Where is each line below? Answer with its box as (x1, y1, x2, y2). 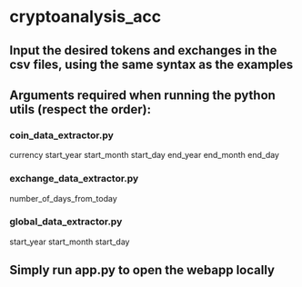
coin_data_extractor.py (9, 129, 114, 142)
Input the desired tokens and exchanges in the (9, 43, 277, 58)
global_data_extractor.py (9, 215, 123, 228)
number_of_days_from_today (9, 193, 118, 203)
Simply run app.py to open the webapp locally (9, 262, 276, 278)
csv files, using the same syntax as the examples (9, 56, 294, 72)
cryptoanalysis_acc (9, 6, 162, 27)
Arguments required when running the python (9, 87, 276, 103)
